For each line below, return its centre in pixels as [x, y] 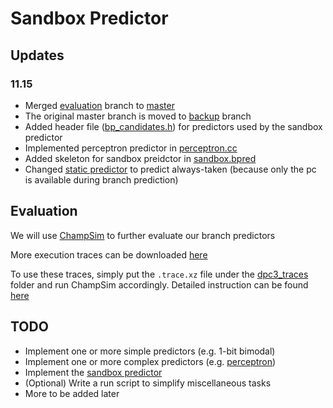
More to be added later [72, 393]
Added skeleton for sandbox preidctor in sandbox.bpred [140, 158]
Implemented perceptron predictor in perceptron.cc [131, 148]
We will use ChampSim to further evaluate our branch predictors [143, 235]
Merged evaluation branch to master [99, 105]
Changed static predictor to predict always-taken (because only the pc [170, 169]
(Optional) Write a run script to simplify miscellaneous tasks [148, 383]
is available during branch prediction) [101, 179]
